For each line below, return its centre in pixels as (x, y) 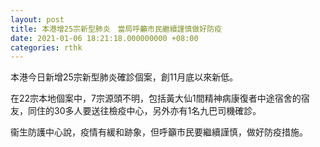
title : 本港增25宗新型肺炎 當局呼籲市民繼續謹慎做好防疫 (116, 29)
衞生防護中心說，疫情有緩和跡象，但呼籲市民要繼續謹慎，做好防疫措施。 (159, 132)
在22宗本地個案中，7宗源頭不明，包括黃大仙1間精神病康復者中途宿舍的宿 (160, 98)
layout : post (37, 19)
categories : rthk (46, 47)
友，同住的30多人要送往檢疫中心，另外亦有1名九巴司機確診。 (136, 111)
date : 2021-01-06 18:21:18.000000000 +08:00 (104, 38)
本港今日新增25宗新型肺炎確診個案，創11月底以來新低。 (124, 77)
